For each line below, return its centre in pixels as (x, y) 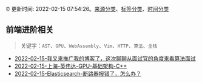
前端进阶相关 (30, 30)
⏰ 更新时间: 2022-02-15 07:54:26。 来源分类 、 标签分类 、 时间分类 (87, 9)
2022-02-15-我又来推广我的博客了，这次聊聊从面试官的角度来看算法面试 (105, 58)
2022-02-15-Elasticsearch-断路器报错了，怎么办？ (78, 73)
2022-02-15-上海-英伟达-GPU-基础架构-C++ (71, 66)
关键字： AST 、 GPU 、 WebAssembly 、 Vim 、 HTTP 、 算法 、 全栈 (89, 45)
